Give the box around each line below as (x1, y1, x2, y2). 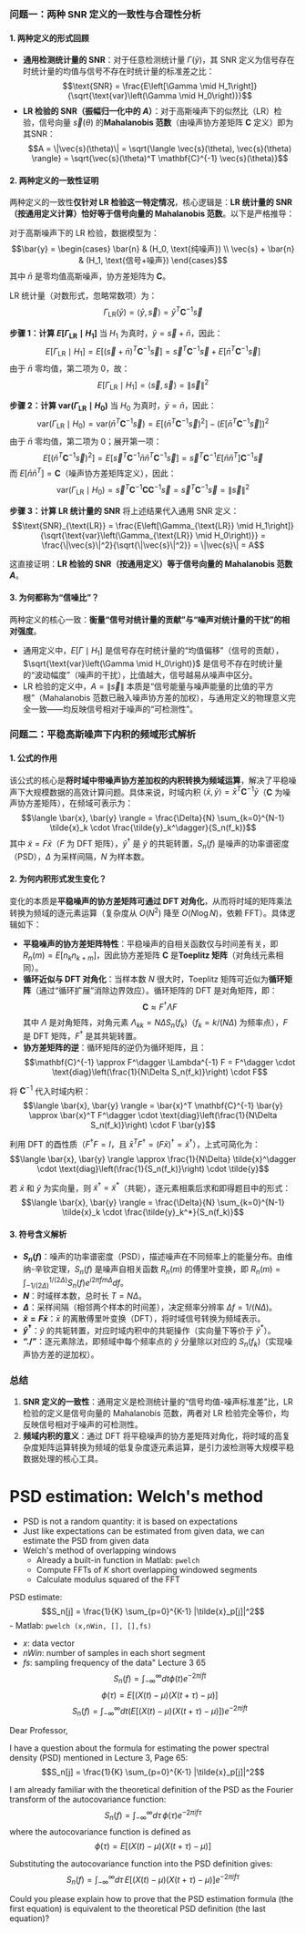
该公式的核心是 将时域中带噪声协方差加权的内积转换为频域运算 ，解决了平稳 (9, 775, 289, 786)
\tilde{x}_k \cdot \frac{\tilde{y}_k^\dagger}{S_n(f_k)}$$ (49, 822, 257, 833)
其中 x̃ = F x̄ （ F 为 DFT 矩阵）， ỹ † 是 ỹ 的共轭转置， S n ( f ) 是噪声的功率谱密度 (9, 837, 290, 851)
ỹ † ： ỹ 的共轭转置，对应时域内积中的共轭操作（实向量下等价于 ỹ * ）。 (22, 1323, 276, 1336)
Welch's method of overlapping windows (22, 1545, 177, 1556)
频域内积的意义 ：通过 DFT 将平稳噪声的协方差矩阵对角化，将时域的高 (22, 1431, 283, 1442)
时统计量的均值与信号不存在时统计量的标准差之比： (22, 66, 215, 77)
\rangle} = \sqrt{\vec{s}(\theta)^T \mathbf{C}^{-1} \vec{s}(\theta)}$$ (31, 153, 289, 164)
